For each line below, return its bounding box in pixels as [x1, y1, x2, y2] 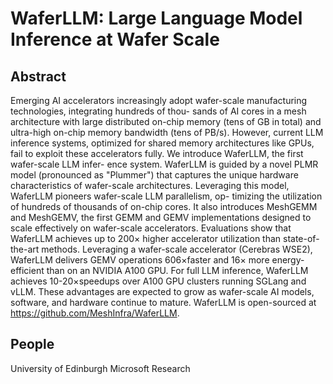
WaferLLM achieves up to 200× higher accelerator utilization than [10, 233, 282, 244]
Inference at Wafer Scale [10, 28, 220, 51]
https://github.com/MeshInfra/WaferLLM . [10, 307, 180, 319]
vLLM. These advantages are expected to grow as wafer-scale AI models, [10, 286, 315, 297]
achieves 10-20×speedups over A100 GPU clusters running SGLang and [10, 275, 307, 287]
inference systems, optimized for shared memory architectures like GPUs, [10, 137, 315, 149]
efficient [10, 265, 45, 276]
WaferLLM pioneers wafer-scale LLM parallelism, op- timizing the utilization [10, 190, 323, 202]
